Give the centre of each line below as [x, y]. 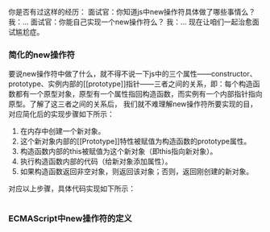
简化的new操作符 [42, 55]
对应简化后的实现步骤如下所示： [61, 114]
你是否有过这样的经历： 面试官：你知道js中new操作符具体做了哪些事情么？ [132, 12]
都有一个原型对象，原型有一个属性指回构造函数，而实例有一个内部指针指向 [139, 94]
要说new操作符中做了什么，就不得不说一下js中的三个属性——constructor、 [133, 74]
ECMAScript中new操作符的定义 [71, 218]
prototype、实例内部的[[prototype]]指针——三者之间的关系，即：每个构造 [131, 84]
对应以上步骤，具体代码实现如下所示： [72, 188]
